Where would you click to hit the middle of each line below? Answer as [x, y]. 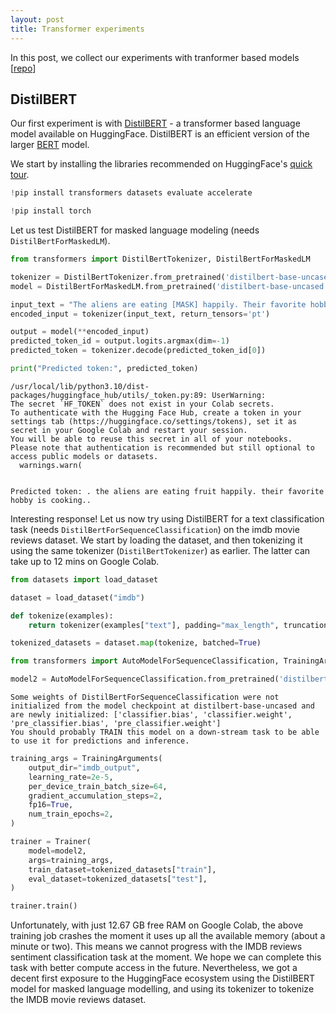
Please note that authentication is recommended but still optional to [162, 447]
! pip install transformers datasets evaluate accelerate [131, 193]
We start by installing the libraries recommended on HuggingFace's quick [161, 164]
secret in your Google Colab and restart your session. [129, 430]
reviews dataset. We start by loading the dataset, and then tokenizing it [156, 540]
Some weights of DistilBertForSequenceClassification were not [145, 697]
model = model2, [57, 851]
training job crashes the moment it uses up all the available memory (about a [168, 936]
